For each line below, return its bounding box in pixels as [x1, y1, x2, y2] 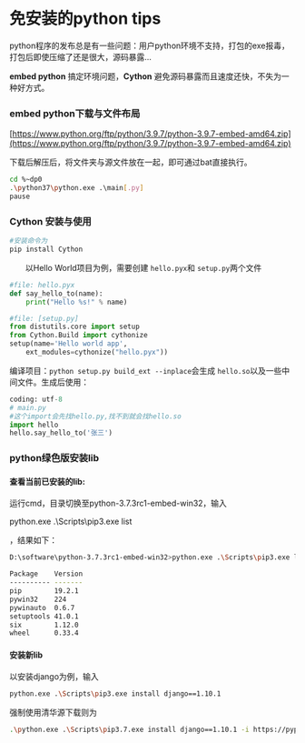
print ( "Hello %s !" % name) [25, 297, 128, 306]
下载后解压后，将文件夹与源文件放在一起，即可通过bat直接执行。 [9, 156, 252, 168]
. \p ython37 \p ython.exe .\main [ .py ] [9, 184, 144, 193]
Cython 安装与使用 [9, 215, 93, 227]
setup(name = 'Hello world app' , [9, 339, 128, 348]
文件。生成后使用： [16, 377, 89, 387]
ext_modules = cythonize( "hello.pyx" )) [25, 347, 169, 357]
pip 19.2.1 [9, 587, 79, 596]
